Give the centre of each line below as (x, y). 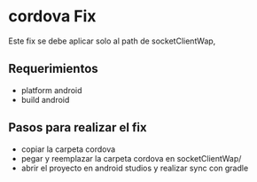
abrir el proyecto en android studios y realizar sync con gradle (135, 168)
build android (45, 99)
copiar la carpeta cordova (68, 149)
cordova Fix (52, 16)
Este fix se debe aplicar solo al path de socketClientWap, (112, 41)
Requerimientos (53, 69)
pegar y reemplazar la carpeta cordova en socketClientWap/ (131, 158)
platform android (51, 90)
